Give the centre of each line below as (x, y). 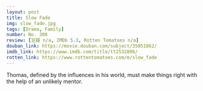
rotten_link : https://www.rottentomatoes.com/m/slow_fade (82, 57)
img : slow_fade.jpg (31, 23)
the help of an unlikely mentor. (44, 81)
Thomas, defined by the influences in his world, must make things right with (102, 75)
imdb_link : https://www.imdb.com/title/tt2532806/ (72, 52)
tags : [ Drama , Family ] (35, 29)
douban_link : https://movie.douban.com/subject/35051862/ (82, 46)
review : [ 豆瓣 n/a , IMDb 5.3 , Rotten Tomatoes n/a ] (73, 40)
